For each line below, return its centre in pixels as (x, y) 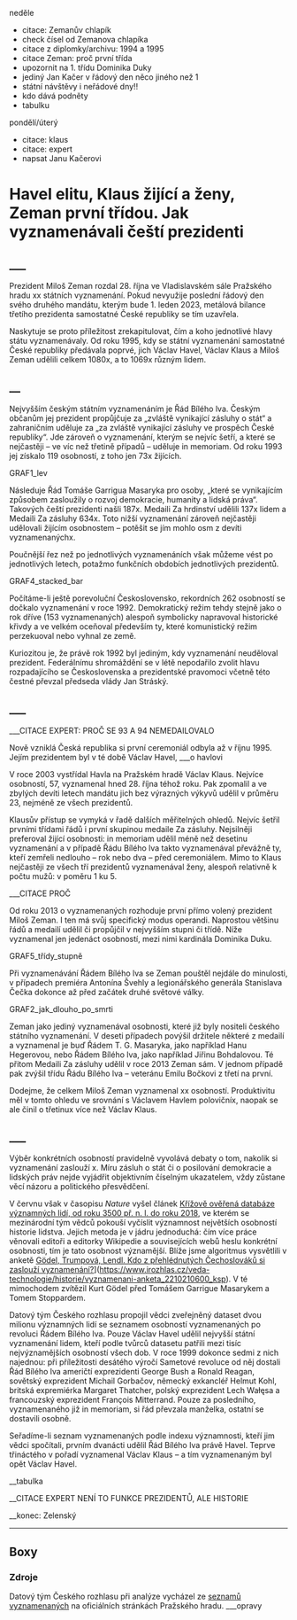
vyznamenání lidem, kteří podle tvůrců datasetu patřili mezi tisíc (125, 1344)
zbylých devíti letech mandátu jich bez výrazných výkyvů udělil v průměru (144, 793)
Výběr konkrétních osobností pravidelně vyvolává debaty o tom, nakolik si (144, 1158)
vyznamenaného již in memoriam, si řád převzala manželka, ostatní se (137, 1409)
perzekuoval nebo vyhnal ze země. (73, 635)
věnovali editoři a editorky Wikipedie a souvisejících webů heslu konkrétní (143, 1242)
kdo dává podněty (55, 96)
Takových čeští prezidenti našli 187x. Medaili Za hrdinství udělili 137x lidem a (148, 509)
